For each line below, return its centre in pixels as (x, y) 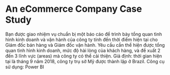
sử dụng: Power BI (25, 67)
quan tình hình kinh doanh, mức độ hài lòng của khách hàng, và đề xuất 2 (83, 50)
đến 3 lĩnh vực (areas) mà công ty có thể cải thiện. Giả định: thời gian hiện (84, 56)
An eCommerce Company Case (74, 9)
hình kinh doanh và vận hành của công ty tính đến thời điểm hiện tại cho (82, 40)
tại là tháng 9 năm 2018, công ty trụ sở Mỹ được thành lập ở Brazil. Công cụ (85, 61)
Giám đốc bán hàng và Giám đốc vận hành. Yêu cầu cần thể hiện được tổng (85, 45)
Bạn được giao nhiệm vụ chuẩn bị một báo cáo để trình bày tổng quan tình (84, 34)
